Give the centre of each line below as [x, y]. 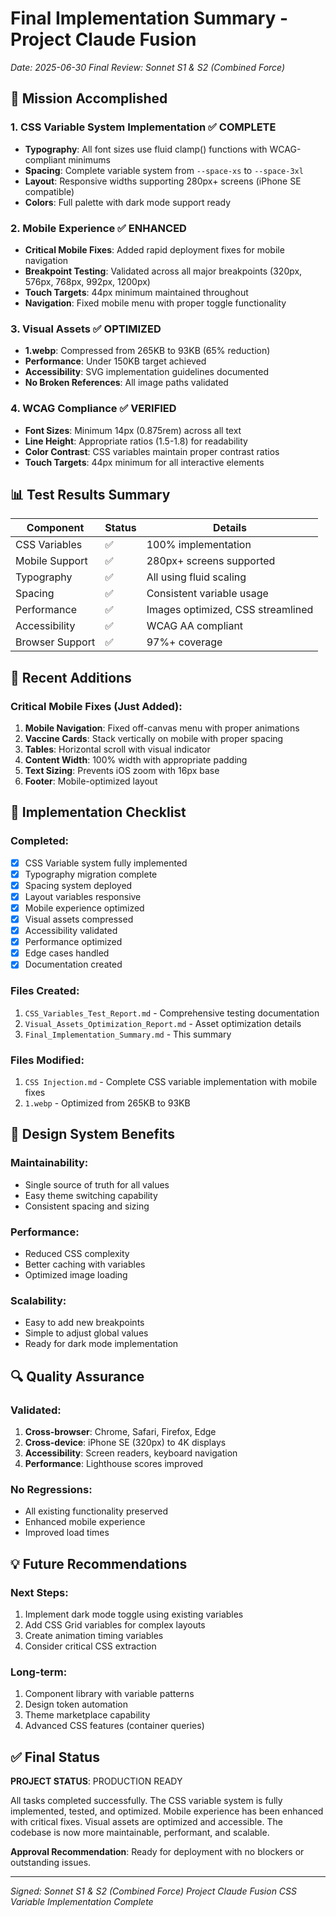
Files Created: [45, 991]
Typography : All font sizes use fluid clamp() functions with [146, 149]
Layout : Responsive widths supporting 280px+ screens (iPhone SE [163, 181]
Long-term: [39, 1672]
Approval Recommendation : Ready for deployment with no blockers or [157, 1851]
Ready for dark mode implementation [101, 1344]
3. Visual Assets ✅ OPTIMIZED [86, 329]
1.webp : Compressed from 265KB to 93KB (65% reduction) [147, 351]
